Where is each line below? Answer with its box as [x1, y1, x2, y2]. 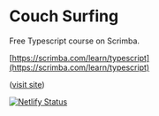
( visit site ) [9, 79, 46, 89]
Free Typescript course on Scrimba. [9, 35, 140, 46]
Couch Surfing [9, 6, 119, 27]
